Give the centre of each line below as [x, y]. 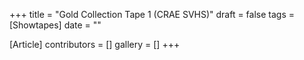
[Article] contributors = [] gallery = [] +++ [95, 44]
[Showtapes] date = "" [55, 25]
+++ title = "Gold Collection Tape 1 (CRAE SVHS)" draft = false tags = [152, 14]
